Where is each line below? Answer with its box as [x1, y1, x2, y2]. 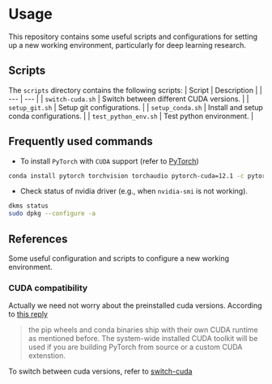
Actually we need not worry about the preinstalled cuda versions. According [8, 301, 262, 310]
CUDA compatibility [8, 282, 88, 293]
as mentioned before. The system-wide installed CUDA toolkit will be [28, 334, 258, 343]
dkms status [8, 202, 49, 211]
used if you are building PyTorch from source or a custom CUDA [28, 342, 243, 352]
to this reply [8, 309, 49, 319]
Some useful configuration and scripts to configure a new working [8, 254, 229, 263]
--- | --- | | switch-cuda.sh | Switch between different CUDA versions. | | [8, 94, 249, 104]
